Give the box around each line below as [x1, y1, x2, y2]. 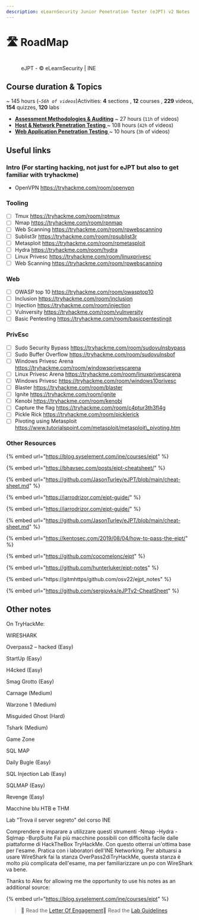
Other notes [6, 604, 52, 615]
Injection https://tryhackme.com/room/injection [14, 302, 131, 309]
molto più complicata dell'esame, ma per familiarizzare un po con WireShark [6, 859, 193, 866]
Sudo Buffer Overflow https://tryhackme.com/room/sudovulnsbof [14, 351, 175, 358]
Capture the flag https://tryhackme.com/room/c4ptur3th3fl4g [14, 404, 166, 411]
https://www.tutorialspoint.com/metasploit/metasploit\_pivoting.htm [14, 424, 181, 432]
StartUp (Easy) [6, 654, 43, 662]
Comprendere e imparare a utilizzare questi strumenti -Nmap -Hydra [6, 828, 174, 835]
